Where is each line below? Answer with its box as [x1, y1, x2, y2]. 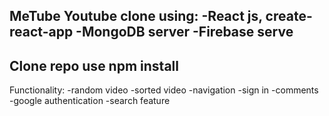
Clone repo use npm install [9, 57, 179, 74]
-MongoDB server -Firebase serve [75, 24, 294, 41]
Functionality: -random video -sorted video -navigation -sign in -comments [9, 84, 319, 96]
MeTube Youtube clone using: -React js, [9, 8, 263, 25]
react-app [9, 24, 74, 41]
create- [265, 8, 313, 25]
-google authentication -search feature [9, 95, 171, 107]
